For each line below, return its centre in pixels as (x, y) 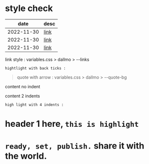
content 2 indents (22, 96)
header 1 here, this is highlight (72, 124)
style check (29, 8)
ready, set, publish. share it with (75, 146)
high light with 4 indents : (34, 105)
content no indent (22, 86)
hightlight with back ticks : (36, 68)
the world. (26, 156)
